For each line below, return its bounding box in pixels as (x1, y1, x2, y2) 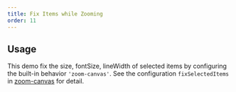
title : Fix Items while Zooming (7, 10, 103, 18)
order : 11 (7, 17, 37, 24)
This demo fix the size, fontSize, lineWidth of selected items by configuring (7, 62, 227, 71)
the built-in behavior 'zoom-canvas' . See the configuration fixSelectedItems (7, 69, 230, 78)
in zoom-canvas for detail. (7, 77, 85, 86)
